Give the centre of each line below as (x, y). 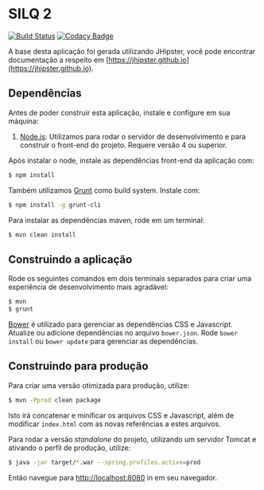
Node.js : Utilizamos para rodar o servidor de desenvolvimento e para (133, 136)
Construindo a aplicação (70, 259)
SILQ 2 (30, 14)
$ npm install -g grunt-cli (55, 205)
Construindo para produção (78, 366)
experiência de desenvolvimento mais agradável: (88, 287)
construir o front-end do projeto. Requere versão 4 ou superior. (124, 145)
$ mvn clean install (43, 235)
